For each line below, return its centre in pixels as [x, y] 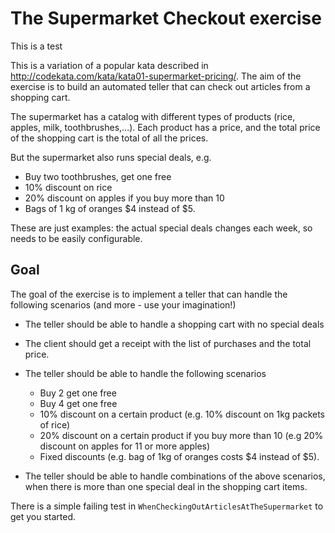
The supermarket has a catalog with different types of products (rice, [153, 116]
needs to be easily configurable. [76, 238]
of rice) [55, 424]
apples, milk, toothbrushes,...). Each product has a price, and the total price [165, 127]
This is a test [36, 46]
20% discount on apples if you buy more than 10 [124, 198]
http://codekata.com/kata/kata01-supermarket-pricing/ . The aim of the [156, 76]
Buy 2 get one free [78, 393]
